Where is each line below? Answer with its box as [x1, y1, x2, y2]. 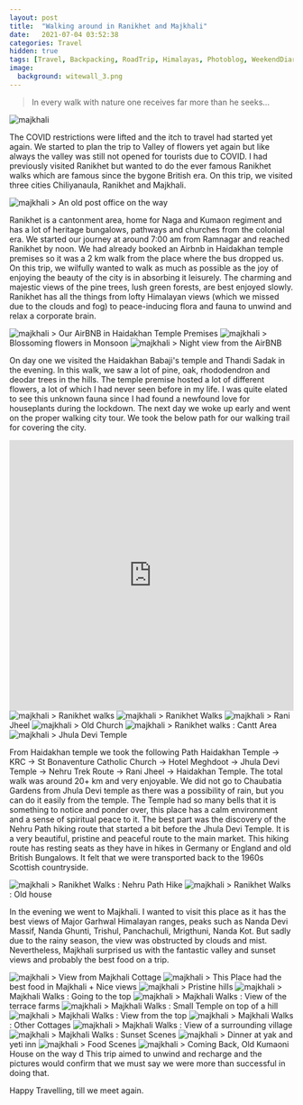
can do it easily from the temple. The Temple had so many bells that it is [9, 795, 277, 806]
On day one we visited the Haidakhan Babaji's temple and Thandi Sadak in [9, 355, 286, 365]
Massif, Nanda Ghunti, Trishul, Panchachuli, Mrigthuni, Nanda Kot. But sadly [9, 925, 291, 936]
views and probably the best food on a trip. [9, 953, 170, 965]
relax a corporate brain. [9, 310, 96, 321]
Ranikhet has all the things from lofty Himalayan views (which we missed [9, 290, 280, 302]
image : [9, 64, 34, 73]
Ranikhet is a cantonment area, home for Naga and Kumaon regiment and [9, 214, 282, 226]
